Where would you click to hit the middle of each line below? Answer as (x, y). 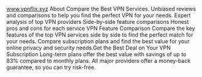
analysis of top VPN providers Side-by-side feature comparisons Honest (98, 22)
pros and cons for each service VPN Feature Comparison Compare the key (101, 28)
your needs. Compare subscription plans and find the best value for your (98, 41)
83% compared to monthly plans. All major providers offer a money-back (99, 61)
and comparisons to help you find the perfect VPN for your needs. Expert (99, 15)
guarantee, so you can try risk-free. (51, 67)
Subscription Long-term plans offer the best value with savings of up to (96, 54)
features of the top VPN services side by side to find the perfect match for (100, 35)
